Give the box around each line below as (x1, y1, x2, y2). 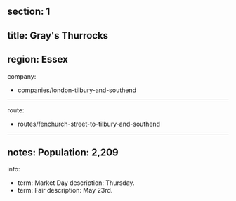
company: (7, 72, 37, 80)
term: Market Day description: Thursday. (17, 179, 135, 187)
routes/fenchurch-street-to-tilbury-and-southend (17, 119, 160, 128)
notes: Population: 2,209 (7, 146, 119, 158)
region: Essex (7, 53, 68, 65)
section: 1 (7, 6, 51, 18)
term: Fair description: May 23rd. (17, 186, 113, 195)
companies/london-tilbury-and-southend (17, 86, 137, 94)
